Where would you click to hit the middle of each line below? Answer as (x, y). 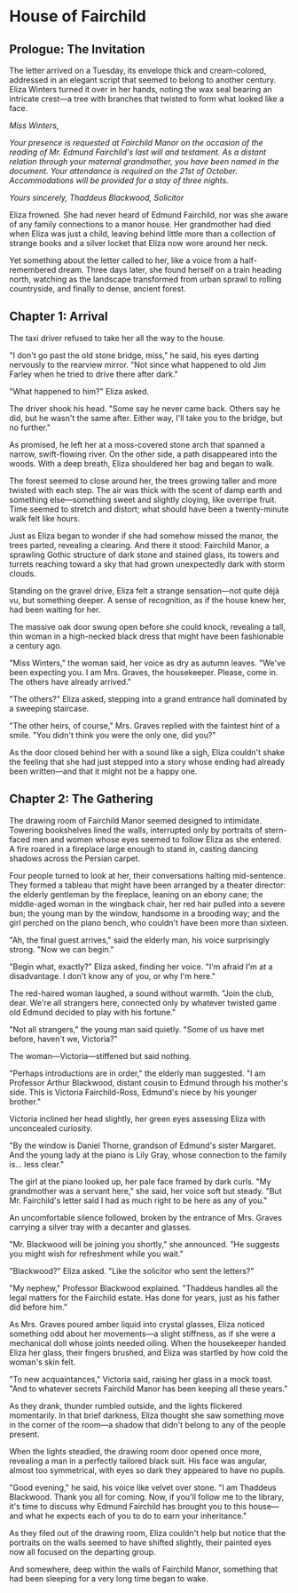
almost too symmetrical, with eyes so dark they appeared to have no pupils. (147, 1470)
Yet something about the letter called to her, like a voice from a (124, 260)
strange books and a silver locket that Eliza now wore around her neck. (139, 243)
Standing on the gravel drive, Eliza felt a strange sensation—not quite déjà (145, 590)
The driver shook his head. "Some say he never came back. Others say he (145, 408)
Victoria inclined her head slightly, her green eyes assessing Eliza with (137, 1119)
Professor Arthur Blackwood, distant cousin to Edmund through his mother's (149, 1082)
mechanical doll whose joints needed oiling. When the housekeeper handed (148, 1342)
